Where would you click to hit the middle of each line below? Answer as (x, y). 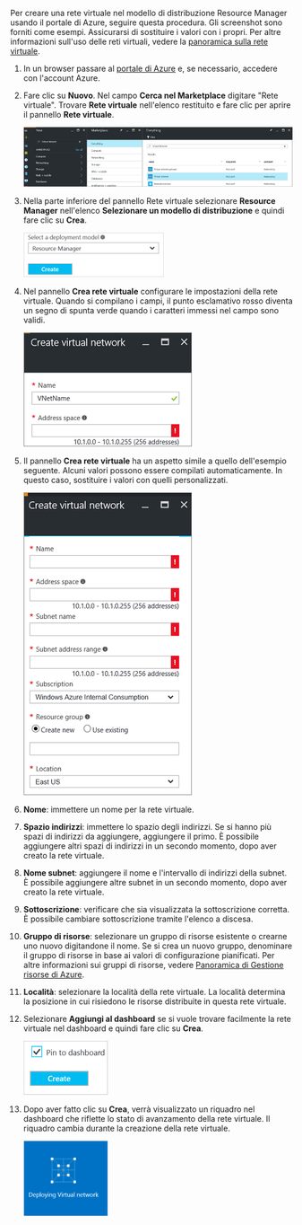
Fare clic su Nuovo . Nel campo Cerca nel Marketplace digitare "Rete (151, 95)
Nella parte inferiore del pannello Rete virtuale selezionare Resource (149, 201)
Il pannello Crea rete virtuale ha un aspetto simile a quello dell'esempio (155, 461)
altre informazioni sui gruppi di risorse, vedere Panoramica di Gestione (153, 965)
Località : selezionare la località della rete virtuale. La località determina (154, 992)
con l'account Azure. (62, 78)
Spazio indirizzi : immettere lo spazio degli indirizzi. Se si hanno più (147, 827)
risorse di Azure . (53, 974)
